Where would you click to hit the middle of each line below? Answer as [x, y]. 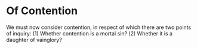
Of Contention [42, 11]
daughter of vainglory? [34, 40]
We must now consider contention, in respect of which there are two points [99, 27]
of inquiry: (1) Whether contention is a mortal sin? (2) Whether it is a [90, 33]
